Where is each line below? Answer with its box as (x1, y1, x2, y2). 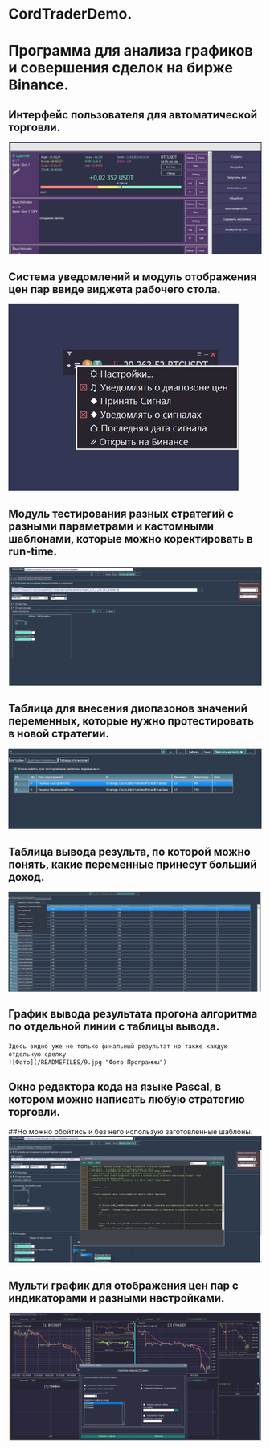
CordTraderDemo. (8, 5, 133, 23)
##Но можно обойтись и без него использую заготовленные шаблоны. (8, 1126, 253, 1136)
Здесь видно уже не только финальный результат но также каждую (8, 1042, 228, 1051)
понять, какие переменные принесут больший (8, 857, 257, 871)
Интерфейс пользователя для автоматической (8, 108, 258, 122)
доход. (8, 870, 45, 884)
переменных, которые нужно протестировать (8, 714, 255, 728)
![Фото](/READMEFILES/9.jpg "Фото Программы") (8, 1058, 167, 1067)
